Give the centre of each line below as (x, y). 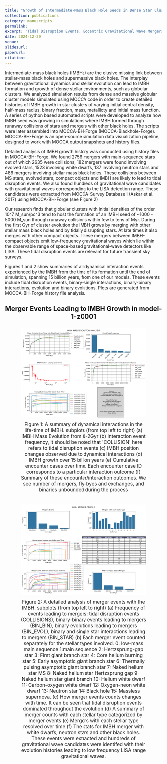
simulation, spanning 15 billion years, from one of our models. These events (83, 277)
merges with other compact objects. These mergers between (68, 235)
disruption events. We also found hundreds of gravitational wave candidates (83, 183)
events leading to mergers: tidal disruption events (83, 613)
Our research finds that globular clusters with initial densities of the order (80, 209)
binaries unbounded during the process (83, 490)
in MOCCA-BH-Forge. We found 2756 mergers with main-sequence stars (80, 157)
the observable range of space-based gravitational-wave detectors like (78, 246)
